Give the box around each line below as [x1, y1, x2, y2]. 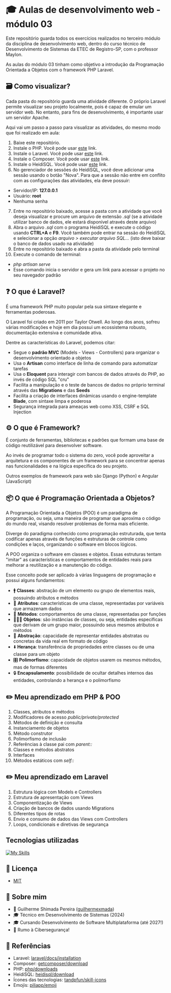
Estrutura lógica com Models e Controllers [13, 789, 102, 795]
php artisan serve [13, 261, 51, 267]
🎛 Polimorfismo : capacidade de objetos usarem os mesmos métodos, [13, 657, 162, 663]
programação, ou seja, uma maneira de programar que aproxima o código [6, 515, 161, 521]
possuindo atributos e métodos [13, 595, 79, 601]
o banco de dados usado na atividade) [13, 240, 94, 246]
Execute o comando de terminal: [13, 251, 81, 257]
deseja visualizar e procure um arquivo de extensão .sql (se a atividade [13, 213, 162, 219]
